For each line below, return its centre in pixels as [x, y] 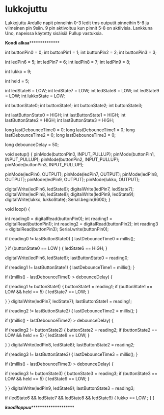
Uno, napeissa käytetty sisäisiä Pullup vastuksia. [54, 33]
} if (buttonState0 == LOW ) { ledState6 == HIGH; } [56, 248]
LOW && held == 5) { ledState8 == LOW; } [47, 335]
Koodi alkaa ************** [32, 42]
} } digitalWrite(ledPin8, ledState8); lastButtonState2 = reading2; [70, 344]
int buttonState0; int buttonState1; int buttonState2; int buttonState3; [74, 105]
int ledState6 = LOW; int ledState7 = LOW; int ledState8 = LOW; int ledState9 [82, 90]
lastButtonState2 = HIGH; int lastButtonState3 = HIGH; [60, 120]
